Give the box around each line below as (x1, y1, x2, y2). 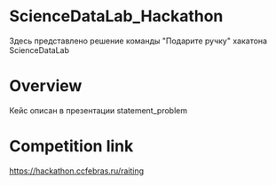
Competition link (9, 136, 134, 157)
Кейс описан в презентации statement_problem (9, 104, 188, 116)
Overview (9, 76, 83, 96)
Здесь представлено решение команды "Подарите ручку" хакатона (9, 35, 268, 46)
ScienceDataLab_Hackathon (9, 6, 224, 27)
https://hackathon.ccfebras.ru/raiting (9, 166, 145, 176)
